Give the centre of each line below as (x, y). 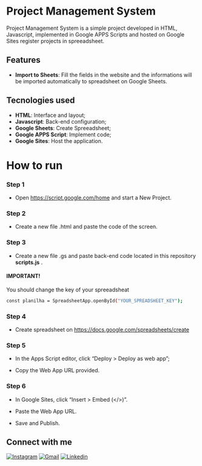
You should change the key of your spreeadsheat (68, 290)
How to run (35, 165)
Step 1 (15, 184)
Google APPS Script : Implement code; (63, 134)
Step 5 (16, 345)
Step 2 (16, 213)
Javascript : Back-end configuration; (61, 121)
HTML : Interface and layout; (50, 115)
